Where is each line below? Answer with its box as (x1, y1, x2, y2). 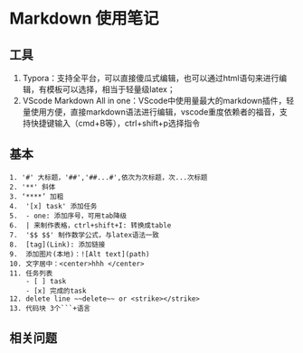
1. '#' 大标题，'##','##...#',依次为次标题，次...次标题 (9, 172, 208, 181)
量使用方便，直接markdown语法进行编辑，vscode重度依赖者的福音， (22, 107, 280, 117)
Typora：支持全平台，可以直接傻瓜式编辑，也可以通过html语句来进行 (22, 73, 279, 83)
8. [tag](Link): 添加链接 (9, 240, 106, 249)
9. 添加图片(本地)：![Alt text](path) (9, 249, 150, 258)
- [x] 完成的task (25, 286, 87, 295)
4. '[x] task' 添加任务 (9, 201, 98, 210)
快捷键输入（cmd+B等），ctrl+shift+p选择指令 (30, 118, 201, 128)
